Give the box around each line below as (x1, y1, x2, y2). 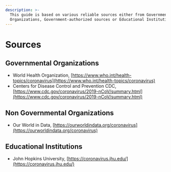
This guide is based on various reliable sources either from (10, 12, 145, 17)
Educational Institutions (5, 142, 82, 151)
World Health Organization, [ (12, 72, 73, 79)
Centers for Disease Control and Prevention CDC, (12, 83, 117, 89)
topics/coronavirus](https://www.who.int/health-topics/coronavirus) (12, 78, 156, 84)
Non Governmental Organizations (5, 109, 114, 117)
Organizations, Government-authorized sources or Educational (10, 17, 145, 22)
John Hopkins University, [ (12, 156, 69, 161)
